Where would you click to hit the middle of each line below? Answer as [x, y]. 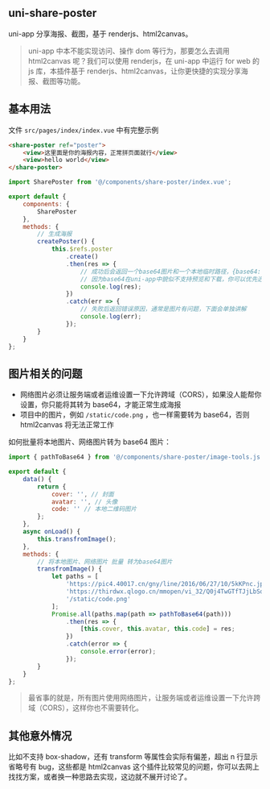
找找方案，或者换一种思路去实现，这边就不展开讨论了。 [100, 777]
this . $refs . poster [82, 249]
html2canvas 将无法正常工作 [67, 425]
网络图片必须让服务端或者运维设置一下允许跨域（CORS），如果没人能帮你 [141, 395]
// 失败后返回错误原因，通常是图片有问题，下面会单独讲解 [163, 309]
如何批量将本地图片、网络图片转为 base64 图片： [90, 442]
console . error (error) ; [118, 652]
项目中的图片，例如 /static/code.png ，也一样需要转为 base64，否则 [135, 415]
